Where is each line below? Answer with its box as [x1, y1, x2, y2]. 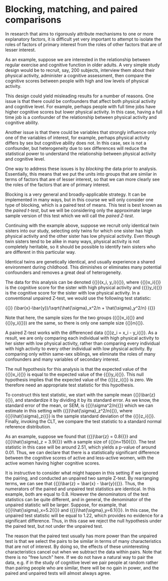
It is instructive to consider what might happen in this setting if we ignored [5, 470, 158, 476]
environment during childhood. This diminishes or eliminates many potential [5, 264, 161, 270]
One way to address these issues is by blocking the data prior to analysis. [5, 166, 157, 172]
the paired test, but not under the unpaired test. [5, 523, 104, 529]
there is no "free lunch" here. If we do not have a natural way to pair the [5, 554, 153, 560]
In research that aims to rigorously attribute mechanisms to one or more [5, 31, 154, 37]
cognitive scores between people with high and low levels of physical [5, 78, 149, 84]
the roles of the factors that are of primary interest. [5, 182, 110, 188]
